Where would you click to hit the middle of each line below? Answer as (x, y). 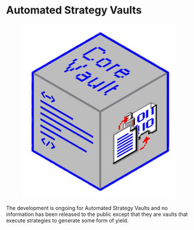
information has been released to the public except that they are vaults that (97, 214)
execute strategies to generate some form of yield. (67, 221)
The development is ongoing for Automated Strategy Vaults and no (87, 208)
